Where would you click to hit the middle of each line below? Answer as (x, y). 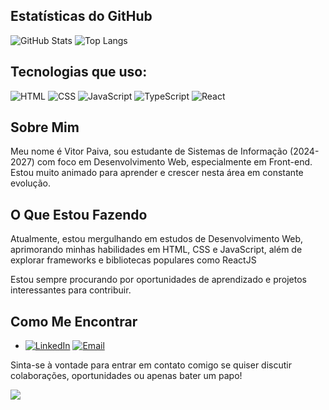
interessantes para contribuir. (71, 290)
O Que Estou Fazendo (79, 214)
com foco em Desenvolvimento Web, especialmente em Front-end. (174, 162)
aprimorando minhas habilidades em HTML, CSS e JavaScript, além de (156, 250)
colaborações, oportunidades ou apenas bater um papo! (126, 376)
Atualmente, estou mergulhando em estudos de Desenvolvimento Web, (157, 239)
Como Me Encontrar (74, 321)
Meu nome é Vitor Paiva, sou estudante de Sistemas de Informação (149, 151)
